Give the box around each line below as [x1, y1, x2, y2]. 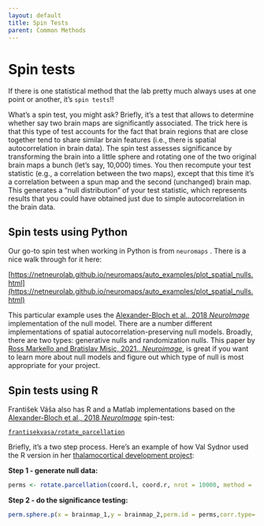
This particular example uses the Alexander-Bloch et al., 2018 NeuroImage [8, 310, 250, 320]
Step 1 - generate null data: [8, 465, 99, 475]
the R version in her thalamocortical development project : [8, 450, 195, 460]
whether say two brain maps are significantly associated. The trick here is [8, 118, 248, 128]
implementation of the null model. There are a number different [8, 319, 213, 329]
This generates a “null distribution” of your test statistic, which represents [8, 186, 247, 195]
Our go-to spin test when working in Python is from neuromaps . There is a [8, 246, 247, 256]
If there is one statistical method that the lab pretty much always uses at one [8, 86, 256, 96]
